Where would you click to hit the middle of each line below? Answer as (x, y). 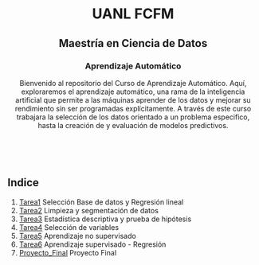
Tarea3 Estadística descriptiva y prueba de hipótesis (105, 219)
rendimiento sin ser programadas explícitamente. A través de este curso (133, 108)
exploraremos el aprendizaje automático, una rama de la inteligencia (133, 92)
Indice (23, 183)
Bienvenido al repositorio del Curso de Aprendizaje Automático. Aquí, (133, 83)
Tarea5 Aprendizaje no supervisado (77, 236)
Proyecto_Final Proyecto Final (68, 252)
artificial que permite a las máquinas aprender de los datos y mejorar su (133, 99)
